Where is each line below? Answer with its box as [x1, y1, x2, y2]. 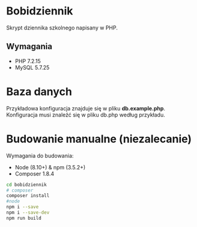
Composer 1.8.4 [14, 170, 55, 177]
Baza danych [6, 85, 72, 98]
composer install [6, 193, 50, 199]
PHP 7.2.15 [14, 57, 41, 64]
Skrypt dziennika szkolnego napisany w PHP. [6, 24, 118, 31]
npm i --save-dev [6, 210, 50, 216]
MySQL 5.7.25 [14, 64, 50, 71]
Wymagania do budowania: [6, 152, 74, 159]
